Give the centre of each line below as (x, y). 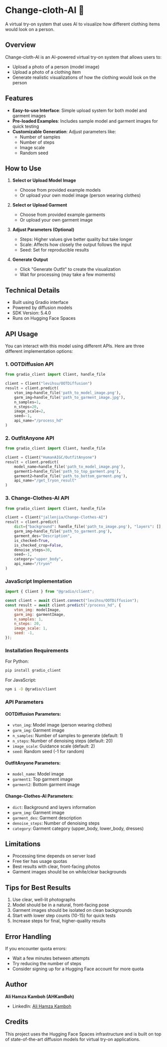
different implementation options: (39, 351)
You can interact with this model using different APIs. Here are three (75, 346)
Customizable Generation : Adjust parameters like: (64, 131)
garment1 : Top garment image (42, 779)
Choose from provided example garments (62, 215)
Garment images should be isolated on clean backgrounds (72, 910)
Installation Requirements (37, 650)
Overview (21, 45)
